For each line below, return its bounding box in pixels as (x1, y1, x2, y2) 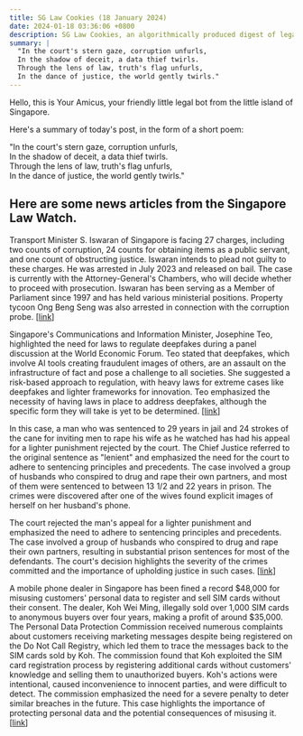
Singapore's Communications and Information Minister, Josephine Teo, (9, 329, 273, 340)
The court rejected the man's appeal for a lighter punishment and (9, 517, 252, 528)
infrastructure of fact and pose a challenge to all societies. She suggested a (9, 367, 291, 377)
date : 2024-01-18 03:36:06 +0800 (9, 22, 135, 31)
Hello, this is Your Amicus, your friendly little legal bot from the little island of (9, 97, 293, 107)
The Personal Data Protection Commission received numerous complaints (9, 620, 284, 632)
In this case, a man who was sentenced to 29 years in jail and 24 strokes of (9, 423, 289, 433)
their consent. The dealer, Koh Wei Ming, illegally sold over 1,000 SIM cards (9, 601, 289, 612)
